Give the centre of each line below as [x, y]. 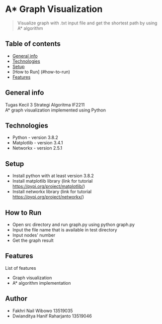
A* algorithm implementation [41, 283]
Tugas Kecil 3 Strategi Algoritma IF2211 [45, 105]
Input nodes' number [34, 235]
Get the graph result [33, 240]
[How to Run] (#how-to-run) [41, 72]
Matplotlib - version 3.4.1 [38, 143]
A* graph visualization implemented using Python [55, 110]
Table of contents [33, 44]
